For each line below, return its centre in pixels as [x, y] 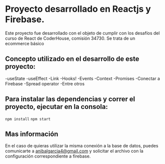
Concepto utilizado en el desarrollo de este [72, 59]
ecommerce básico [25, 43]
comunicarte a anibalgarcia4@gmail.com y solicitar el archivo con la [74, 151]
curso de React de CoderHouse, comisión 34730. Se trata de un [70, 38]
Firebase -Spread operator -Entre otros [45, 83]
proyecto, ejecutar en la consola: [57, 107]
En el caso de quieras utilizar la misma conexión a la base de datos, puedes [82, 146]
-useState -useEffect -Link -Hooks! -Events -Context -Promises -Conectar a [82, 78]
